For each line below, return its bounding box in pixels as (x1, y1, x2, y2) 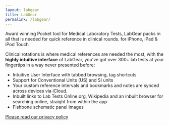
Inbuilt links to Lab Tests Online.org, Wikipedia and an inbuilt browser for (12, 93, 163, 99)
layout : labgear (5, 7, 39, 13)
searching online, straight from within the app (12, 99, 107, 105)
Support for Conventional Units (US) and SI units (12, 77, 114, 84)
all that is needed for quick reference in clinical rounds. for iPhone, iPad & (5, 36, 158, 42)
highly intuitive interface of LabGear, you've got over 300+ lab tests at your (5, 57, 164, 63)
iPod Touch (5, 41, 29, 48)
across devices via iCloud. (12, 88, 68, 94)
